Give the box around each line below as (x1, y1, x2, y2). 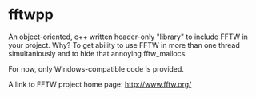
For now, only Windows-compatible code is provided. (8, 64, 184, 73)
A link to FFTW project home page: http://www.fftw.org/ (8, 80, 192, 89)
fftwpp (8, 6, 54, 24)
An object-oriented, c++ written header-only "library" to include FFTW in (8, 32, 248, 41)
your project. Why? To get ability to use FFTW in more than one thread (8, 40, 240, 49)
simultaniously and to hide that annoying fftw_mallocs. (8, 48, 188, 58)
